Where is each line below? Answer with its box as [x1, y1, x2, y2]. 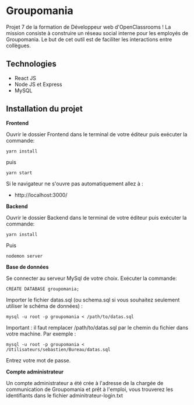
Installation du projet [6, 104, 83, 114]
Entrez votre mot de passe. [6, 356, 71, 364]
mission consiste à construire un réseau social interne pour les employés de [6, 29, 188, 36]
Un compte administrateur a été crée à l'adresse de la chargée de [6, 379, 164, 386]
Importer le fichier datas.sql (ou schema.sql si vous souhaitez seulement [6, 296, 180, 303]
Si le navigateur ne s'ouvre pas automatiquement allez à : [6, 180, 144, 187]
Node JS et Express [14, 81, 62, 88]
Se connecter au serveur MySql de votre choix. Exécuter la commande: [6, 275, 177, 282]
